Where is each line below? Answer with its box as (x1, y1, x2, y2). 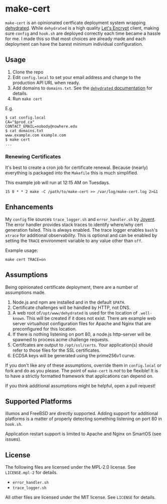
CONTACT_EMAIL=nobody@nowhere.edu (5, 124, 78, 129)
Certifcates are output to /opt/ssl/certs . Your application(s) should (12, 342, 153, 348)
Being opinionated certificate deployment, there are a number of (5, 284, 138, 290)
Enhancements (5, 203, 54, 212)
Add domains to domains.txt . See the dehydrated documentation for (12, 85, 153, 91)
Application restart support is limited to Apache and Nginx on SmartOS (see (5, 431, 161, 437)
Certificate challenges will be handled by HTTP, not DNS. (12, 305, 131, 311)
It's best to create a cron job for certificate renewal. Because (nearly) (5, 164, 148, 171)
